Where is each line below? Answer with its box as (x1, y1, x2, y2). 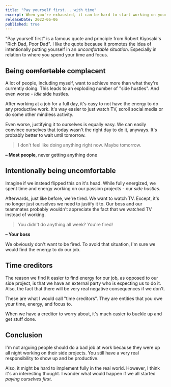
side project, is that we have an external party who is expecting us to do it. (5, 280, 161, 286)
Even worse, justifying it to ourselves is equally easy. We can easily (5, 122, 147, 128)
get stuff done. (5, 316, 37, 322)
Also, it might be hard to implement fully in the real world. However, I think (5, 365, 160, 371)
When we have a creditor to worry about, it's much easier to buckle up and (5, 311, 162, 317)
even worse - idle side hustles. (5, 91, 70, 97)
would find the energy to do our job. (5, 246, 81, 252)
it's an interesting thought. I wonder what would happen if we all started (5, 370, 156, 376)
